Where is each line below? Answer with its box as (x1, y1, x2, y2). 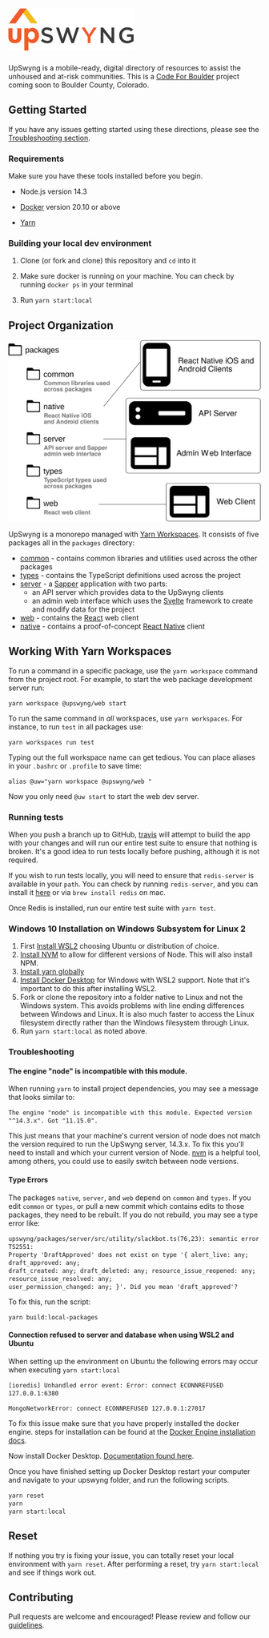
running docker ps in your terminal (19, 280, 134, 290)
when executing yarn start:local (8, 1365, 121, 1375)
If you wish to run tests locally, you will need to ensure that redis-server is (8, 871, 255, 881)
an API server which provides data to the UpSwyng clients (31, 587, 224, 596)
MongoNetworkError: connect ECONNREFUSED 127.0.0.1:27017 (8, 1404, 206, 1412)
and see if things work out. (8, 1568, 97, 1577)
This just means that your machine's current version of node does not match (8, 1131, 261, 1141)
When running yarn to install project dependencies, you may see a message (8, 1084, 259, 1094)
